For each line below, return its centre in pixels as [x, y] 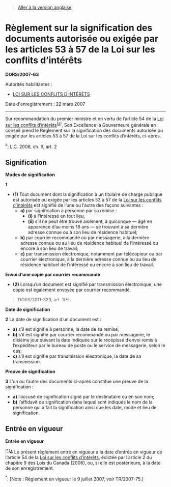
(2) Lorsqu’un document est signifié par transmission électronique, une [87, 284]
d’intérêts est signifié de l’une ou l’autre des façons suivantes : [78, 205]
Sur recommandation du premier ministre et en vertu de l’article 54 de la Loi [84, 119]
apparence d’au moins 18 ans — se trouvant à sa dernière [88, 227]
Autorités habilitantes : [29, 84]
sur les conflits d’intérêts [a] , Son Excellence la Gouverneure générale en [81, 124]
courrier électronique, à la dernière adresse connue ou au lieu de [88, 260]
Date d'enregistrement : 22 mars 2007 [45, 104]
